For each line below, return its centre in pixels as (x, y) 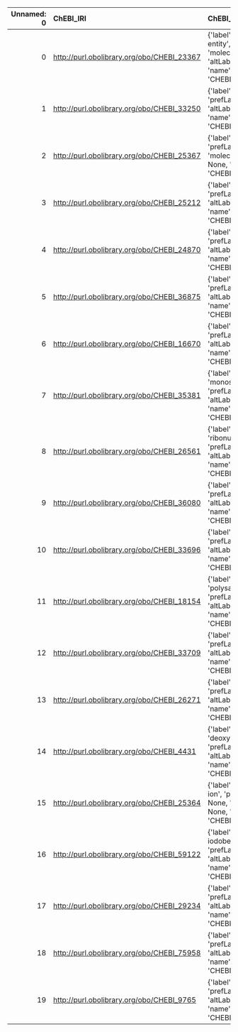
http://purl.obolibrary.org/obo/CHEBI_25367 (127, 156)
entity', (220, 44)
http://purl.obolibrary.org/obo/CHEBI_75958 (127, 953)
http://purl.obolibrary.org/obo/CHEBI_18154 (127, 601)
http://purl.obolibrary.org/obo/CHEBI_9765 (125, 1000)
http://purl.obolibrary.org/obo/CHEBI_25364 (127, 803)
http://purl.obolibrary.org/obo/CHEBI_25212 (127, 203)
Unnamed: (29, 14)
